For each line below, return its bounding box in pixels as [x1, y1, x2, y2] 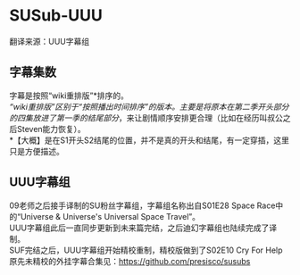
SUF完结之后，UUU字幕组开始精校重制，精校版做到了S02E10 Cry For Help [9, 245, 283, 255]
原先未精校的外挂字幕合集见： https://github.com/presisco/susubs [9, 255, 251, 266]
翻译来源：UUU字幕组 [9, 36, 90, 46]
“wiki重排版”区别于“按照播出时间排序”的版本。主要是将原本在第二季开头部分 [9, 101, 289, 112]
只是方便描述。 [9, 146, 64, 156]
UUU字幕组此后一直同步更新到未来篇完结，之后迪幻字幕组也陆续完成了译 [9, 222, 278, 233]
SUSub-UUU [9, 5, 103, 26]
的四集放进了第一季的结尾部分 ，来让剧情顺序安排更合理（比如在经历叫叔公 [9, 112, 283, 123]
